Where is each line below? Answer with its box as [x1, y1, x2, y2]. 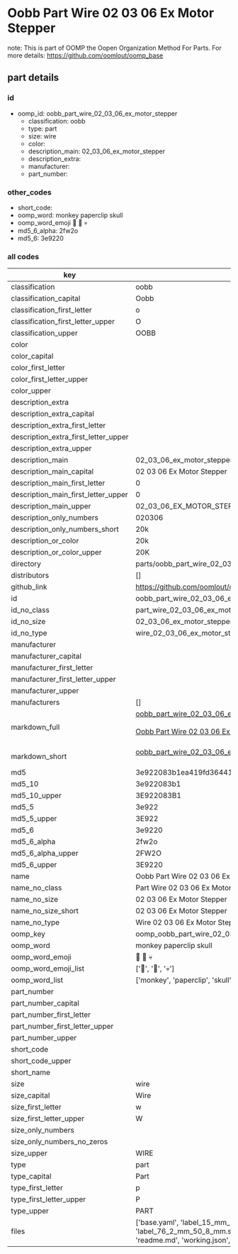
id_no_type [11, 628, 47, 638]
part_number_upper [11, 1033, 77, 1043]
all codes [7, 251, 40, 261]
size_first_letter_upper [11, 1113, 85, 1123]
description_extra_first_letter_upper [11, 432, 129, 442]
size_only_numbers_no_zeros [11, 1137, 108, 1147]
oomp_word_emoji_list [11, 964, 85, 974]
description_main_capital [11, 467, 94, 476]
